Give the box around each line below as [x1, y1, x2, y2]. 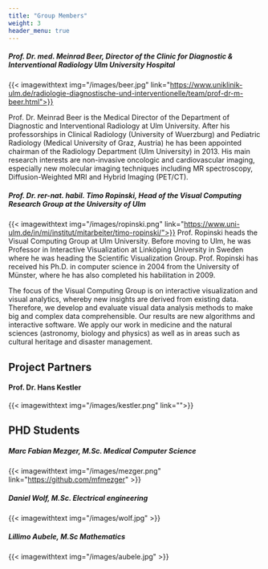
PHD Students [8, 424, 80, 438]
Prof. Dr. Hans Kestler [8, 382, 82, 393]
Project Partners [8, 360, 92, 373]
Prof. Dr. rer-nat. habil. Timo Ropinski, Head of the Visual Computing [8, 190, 242, 200]
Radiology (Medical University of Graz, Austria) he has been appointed [8, 138, 242, 148]
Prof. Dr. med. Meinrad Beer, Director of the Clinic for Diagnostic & [8, 51, 233, 61]
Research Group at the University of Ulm [8, 199, 147, 208]
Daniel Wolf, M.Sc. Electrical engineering [8, 493, 148, 502]
